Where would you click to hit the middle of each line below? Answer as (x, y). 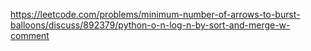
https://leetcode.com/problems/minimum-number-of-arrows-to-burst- (155, 14)
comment (30, 35)
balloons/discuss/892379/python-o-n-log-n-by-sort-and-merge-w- (150, 25)
